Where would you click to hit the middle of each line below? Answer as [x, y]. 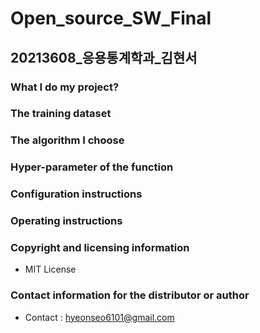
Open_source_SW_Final [111, 18]
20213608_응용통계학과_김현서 [104, 57]
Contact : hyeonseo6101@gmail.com [99, 317]
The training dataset [61, 114]
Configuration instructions [76, 194]
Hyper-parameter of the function [92, 167]
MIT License [50, 269]
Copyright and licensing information [100, 248]
